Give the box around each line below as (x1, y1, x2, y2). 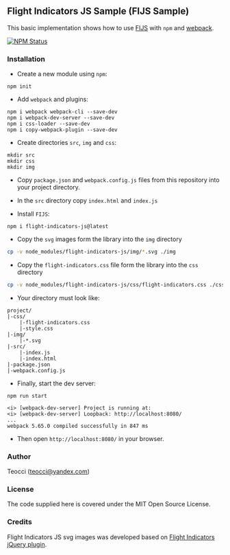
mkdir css (7, 158, 36, 165)
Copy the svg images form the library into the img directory (16, 235, 183, 243)
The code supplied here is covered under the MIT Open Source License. (7, 500, 211, 508)
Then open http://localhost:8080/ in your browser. (16, 434, 164, 442)
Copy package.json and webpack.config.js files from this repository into (16, 176, 220, 184)
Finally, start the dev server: (16, 379, 96, 387)
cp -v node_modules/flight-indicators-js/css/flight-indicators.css (7, 281, 207, 288)
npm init (7, 83, 32, 90)
